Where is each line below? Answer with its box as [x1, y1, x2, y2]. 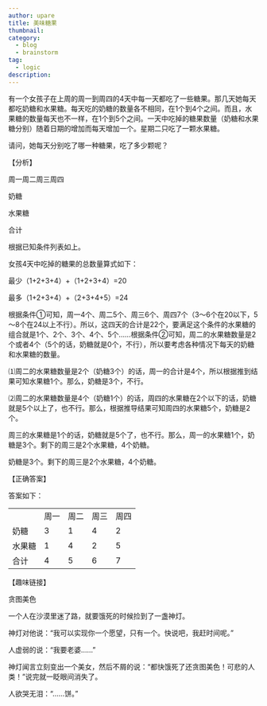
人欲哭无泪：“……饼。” [8, 688, 79, 698]
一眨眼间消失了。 [46, 672, 103, 681]
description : [8, 71, 52, 79]
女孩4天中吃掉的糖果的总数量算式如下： [8, 259, 139, 268]
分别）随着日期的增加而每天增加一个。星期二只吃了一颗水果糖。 [14, 123, 224, 133]
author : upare [8, 11, 56, 20]
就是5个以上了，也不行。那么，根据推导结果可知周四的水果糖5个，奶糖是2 [8, 403, 251, 412]
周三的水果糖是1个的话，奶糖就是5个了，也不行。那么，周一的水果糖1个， [8, 430, 248, 439]
